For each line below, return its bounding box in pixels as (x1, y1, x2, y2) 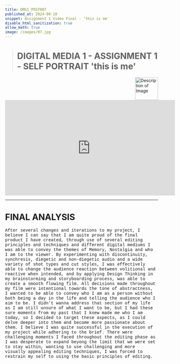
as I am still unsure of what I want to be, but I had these (5, 305, 153, 311)
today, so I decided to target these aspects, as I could (5, 315, 146, 320)
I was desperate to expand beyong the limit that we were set (5, 339, 156, 345)
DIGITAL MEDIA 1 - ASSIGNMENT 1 (16, 50, 158, 62)
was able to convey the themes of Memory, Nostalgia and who (5, 247, 153, 252)
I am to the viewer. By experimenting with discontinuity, (5, 252, 148, 257)
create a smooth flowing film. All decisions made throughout (5, 281, 156, 286)
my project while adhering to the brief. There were (5, 330, 133, 335)
